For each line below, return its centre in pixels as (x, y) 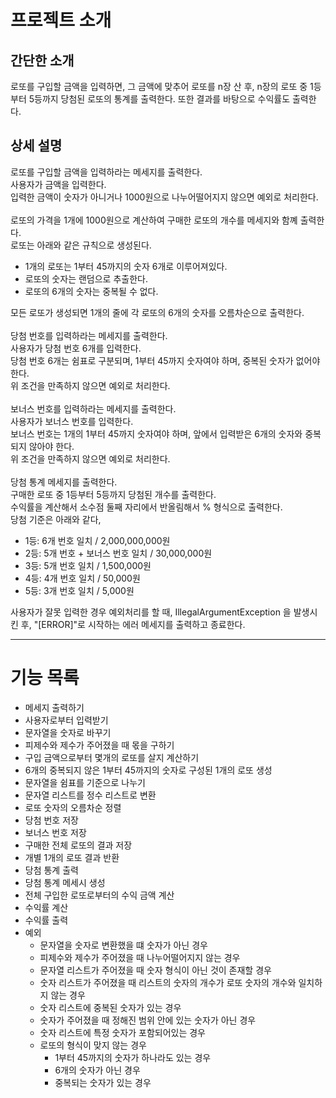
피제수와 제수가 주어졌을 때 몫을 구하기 (99, 745)
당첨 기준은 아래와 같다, (56, 519)
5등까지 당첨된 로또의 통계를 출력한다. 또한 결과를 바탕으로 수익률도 (159, 99)
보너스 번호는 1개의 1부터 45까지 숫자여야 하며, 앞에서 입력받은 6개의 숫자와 (156, 433)
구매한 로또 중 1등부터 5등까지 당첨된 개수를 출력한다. (113, 494)
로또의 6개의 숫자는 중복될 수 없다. (91, 291)
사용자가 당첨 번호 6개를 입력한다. (76, 348)
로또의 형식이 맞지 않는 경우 (93, 1045)
